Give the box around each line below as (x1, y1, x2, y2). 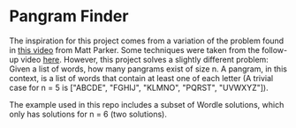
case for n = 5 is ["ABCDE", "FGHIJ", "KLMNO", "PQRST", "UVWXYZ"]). (9, 82, 269, 93)
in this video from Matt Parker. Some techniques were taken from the (9, 44, 261, 55)
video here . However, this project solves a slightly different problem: (20, 54, 269, 64)
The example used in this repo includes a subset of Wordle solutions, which (9, 99, 285, 109)
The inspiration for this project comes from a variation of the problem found (9, 35, 285, 46)
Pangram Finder (9, 6, 129, 26)
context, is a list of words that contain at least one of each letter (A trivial (9, 72, 274, 83)
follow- (262, 44, 288, 55)
